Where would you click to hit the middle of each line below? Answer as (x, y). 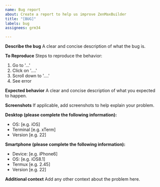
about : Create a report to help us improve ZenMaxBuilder (66, 14)
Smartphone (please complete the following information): (65, 144)
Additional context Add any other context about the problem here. (73, 179)
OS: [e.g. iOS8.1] (29, 159)
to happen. (16, 96)
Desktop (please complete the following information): (61, 115)
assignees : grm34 (23, 28)
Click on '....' (25, 71)
